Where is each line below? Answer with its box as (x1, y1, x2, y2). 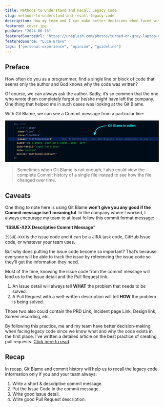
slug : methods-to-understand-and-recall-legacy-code (5, 13, 115, 18)
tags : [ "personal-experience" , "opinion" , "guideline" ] (5, 44, 121, 49)
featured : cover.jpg (5, 24, 47, 28)
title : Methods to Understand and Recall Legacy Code (5, 8, 117, 13)
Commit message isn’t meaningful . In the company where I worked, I (5, 210, 146, 216)
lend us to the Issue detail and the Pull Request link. (5, 274, 109, 280)
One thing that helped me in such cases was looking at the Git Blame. (5, 101, 145, 107)
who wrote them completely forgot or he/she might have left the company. (5, 96, 155, 102)
